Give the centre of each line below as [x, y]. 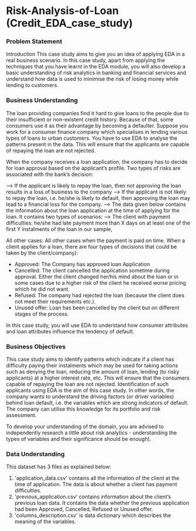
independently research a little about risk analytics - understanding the [92, 433]
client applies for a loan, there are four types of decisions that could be [92, 246]
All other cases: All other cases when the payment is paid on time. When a [96, 240]
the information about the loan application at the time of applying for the [93, 210]
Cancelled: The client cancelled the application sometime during [92, 270]
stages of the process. [42, 313]
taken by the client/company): [42, 253]
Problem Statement [34, 42]
